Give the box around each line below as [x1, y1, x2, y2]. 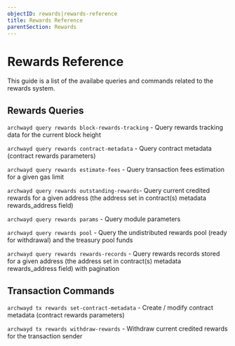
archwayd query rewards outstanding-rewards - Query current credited [7, 187, 210, 195]
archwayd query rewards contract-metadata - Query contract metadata [7, 145, 212, 153]
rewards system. [7, 84, 55, 93]
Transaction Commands [7, 285, 114, 297]
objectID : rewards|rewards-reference [7, 10, 118, 18]
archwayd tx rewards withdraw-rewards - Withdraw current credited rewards [7, 324, 228, 333]
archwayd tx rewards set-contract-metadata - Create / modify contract [7, 303, 214, 312]
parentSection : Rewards [7, 23, 77, 30]
